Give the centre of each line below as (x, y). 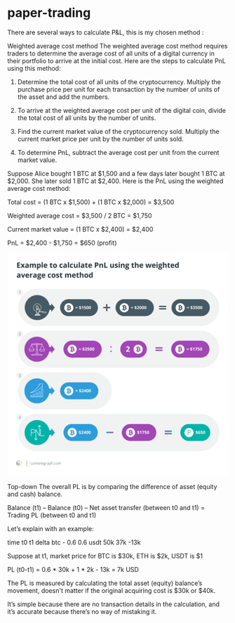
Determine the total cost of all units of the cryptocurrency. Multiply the (119, 81)
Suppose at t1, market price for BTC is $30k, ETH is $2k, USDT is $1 (105, 556)
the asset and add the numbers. (63, 97)
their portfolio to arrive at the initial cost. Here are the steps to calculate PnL (117, 60)
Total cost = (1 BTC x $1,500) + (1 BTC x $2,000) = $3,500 (91, 202)
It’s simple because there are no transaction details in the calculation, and (113, 604)
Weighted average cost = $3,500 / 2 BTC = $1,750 (80, 215)
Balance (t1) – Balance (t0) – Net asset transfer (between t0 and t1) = (106, 507)
